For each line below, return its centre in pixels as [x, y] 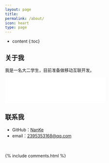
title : [12, 14]
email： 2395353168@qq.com [42, 135]
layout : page [18, 9]
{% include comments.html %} [36, 156]
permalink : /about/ [25, 18]
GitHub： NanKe [28, 130]
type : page [16, 28]
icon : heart [17, 23]
